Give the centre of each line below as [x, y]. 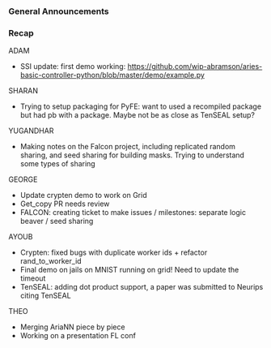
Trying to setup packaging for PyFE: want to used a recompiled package [140, 106]
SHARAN [23, 91]
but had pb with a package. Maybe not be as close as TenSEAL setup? [138, 115]
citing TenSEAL [45, 296]
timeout [33, 278]
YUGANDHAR [31, 131]
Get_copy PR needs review [65, 204]
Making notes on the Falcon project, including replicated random [128, 147]
